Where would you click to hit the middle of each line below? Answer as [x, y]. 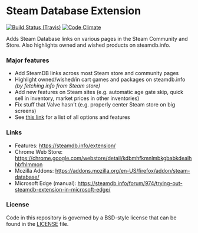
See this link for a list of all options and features [72, 117]
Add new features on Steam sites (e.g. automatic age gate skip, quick [99, 92]
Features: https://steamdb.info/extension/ [65, 145]
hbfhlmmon [29, 164]
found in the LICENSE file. [37, 224]
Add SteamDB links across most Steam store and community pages [97, 73]
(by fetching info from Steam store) [57, 86]
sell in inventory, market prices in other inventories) [77, 98]
